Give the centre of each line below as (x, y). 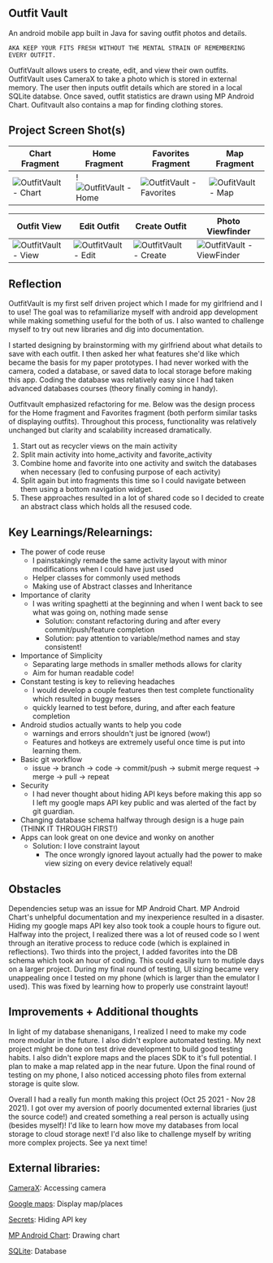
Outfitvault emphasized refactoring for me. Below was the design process (132, 404)
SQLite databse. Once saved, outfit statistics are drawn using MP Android (131, 96)
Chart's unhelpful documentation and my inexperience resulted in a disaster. (136, 917)
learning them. (56, 751)
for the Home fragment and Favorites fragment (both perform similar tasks (133, 413)
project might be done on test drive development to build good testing (126, 1049)
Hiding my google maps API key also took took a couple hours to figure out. (135, 926)
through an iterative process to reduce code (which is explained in (119, 943)
